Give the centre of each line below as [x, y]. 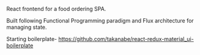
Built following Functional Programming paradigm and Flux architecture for [100, 20]
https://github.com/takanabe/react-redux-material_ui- [126, 39]
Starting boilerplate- [32, 39]
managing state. [27, 27]
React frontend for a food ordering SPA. [56, 9]
